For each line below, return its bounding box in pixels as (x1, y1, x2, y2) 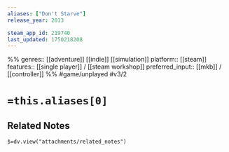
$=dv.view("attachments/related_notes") (7, 138, 127, 146)
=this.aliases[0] (7, 95, 109, 108)
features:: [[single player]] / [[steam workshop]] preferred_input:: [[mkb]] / (7, 62, 222, 71)
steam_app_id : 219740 (7, 29, 71, 36)
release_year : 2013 (7, 17, 64, 24)
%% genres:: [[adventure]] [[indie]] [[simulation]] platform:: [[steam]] (7, 55, 207, 64)
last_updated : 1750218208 (7, 36, 83, 43)
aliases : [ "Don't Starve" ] (7, 10, 86, 18)
